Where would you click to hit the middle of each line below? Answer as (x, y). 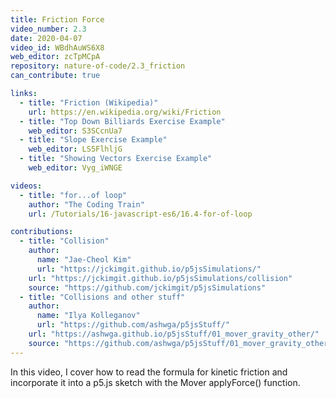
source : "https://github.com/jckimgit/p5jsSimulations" (147, 287)
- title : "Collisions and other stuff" (102, 297)
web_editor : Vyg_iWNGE (75, 168)
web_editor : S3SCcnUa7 (75, 131)
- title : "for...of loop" (73, 195)
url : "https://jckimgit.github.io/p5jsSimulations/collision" (160, 278)
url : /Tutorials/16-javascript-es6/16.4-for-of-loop (140, 214)
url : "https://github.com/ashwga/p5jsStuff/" (133, 325)
